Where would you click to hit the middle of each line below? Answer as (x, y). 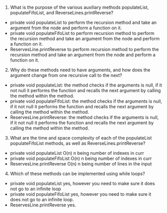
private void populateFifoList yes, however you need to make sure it (81, 194)
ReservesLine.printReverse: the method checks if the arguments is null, (84, 117)
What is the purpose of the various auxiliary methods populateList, (79, 7)
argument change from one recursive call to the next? (66, 75)
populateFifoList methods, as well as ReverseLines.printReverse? (78, 143)
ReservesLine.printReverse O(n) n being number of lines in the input (81, 164)
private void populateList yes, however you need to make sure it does (82, 183)
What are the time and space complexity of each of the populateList (81, 138)
